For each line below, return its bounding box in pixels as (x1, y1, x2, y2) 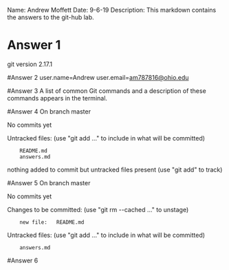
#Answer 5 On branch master (7, 178, 91, 187)
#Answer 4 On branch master (7, 107, 91, 116)
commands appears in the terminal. (7, 94, 108, 102)
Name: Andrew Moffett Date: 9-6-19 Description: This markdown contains (7, 6, 217, 14)
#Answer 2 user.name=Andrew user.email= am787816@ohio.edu (7, 73, 189, 81)
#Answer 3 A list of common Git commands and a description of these (7, 86, 206, 95)
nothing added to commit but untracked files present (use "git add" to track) (7, 165, 223, 174)
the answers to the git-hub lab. (7, 13, 94, 21)
